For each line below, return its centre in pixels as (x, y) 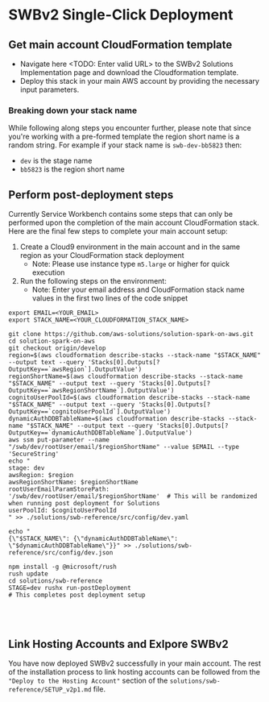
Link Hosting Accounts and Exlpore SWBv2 (119, 644)
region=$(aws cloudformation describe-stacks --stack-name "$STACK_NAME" (135, 355)
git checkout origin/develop (57, 348)
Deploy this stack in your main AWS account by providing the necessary (140, 81)
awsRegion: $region (41, 476)
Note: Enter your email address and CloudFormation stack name (138, 290)
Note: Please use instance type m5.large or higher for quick (131, 264)
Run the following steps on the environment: (93, 281)
